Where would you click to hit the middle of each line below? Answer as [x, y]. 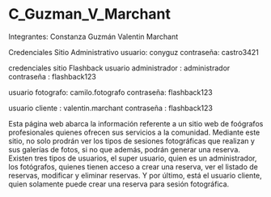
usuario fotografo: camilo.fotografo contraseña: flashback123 [110, 92]
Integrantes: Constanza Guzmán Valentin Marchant [93, 36]
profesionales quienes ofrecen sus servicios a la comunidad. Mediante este [134, 132]
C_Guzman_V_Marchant [90, 14]
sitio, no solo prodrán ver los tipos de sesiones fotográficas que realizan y [131, 141]
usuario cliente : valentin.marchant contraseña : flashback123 [110, 108]
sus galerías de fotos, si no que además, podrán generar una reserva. [125, 149]
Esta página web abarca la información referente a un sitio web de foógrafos [136, 123]
